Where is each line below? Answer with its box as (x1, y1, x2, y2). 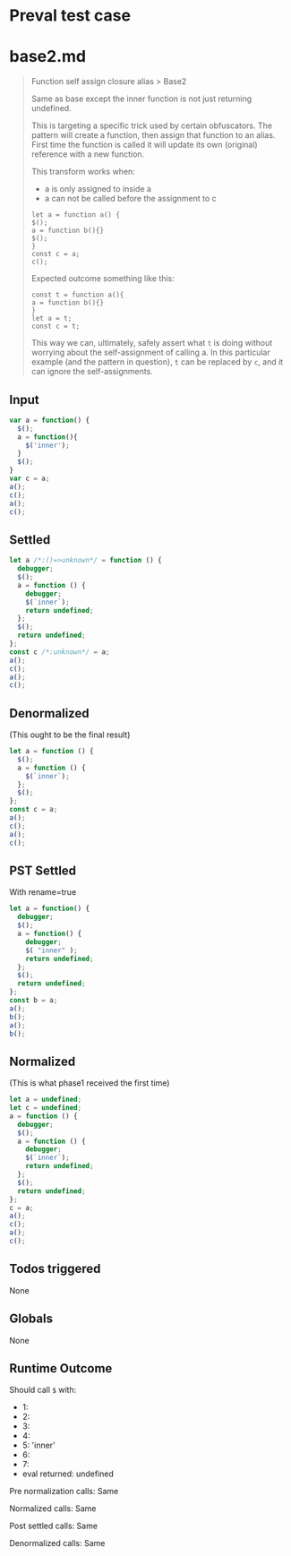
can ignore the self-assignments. (30, 366, 154, 377)
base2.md (9, 47, 87, 67)
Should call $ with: (9, 1385, 77, 1396)
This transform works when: (30, 167, 136, 177)
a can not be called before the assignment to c (44, 193, 217, 204)
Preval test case (9, 5, 132, 26)
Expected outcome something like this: (30, 273, 175, 284)
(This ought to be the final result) (9, 729, 131, 740)
